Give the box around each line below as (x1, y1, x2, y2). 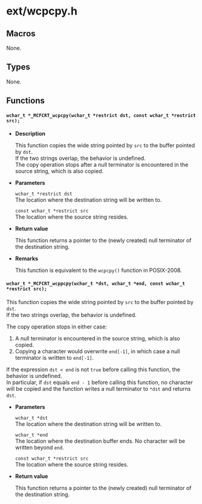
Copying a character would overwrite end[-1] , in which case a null (15, 347, 180, 355)
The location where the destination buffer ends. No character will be (15, 437, 186, 445)
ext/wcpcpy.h (6, 4, 77, 18)
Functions (6, 96, 45, 106)
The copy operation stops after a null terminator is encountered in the (15, 161, 189, 168)
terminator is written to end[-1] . (15, 354, 94, 361)
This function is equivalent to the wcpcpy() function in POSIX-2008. (15, 267, 183, 274)
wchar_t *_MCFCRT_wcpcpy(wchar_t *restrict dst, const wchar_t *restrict (6, 112, 197, 119)
